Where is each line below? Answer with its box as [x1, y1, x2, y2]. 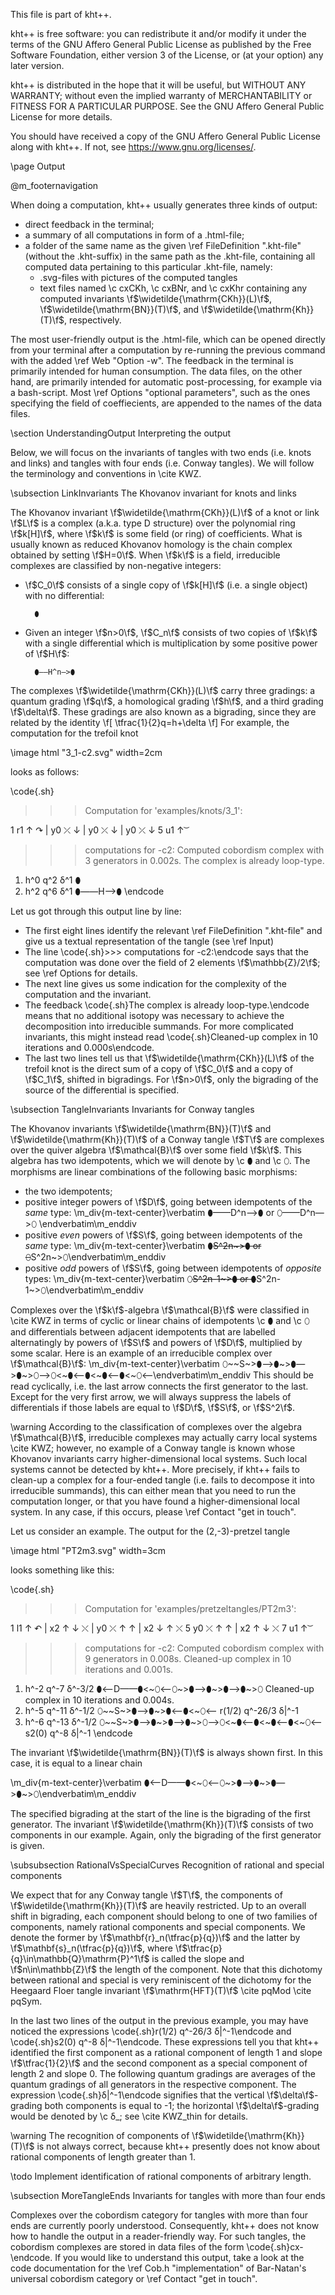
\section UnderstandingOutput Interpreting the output [10, 427, 232, 439]
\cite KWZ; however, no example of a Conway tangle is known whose [10, 1442, 296, 1454]
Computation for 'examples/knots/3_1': [84, 805, 243, 816]
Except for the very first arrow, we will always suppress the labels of [10, 1391, 292, 1403]
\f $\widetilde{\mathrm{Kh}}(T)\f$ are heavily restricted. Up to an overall [10, 1900, 307, 1911]
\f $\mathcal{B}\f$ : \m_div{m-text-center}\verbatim [10, 1358, 220, 1369]
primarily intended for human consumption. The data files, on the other [10, 365, 303, 377]
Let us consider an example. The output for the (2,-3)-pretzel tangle [10, 1525, 291, 1537]
